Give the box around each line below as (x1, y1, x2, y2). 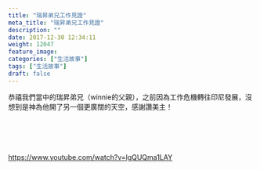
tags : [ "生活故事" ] (8, 63, 67, 71)
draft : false (8, 70, 51, 78)
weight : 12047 (8, 41, 55, 49)
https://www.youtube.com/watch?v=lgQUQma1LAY (8, 152, 173, 161)
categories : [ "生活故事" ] (8, 56, 88, 63)
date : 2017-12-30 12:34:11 (8, 33, 96, 42)
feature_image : (8, 48, 58, 56)
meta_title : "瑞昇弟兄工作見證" (8, 19, 104, 27)
